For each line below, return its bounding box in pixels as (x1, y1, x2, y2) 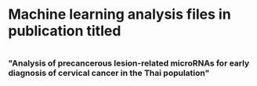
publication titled (8, 22, 121, 40)
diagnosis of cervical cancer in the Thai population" (8, 68, 210, 79)
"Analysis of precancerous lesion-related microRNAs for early (8, 58, 250, 69)
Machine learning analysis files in (8, 5, 231, 23)
